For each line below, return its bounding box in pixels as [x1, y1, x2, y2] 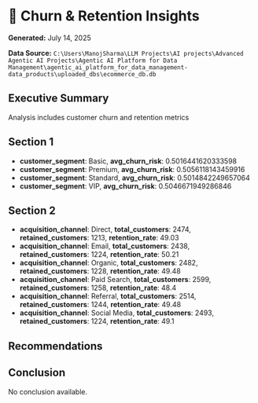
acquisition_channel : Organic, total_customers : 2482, [19, 258, 198, 268]
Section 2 [8, 203, 57, 217]
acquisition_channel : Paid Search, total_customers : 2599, [19, 275, 212, 284]
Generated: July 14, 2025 [8, 33, 92, 42]
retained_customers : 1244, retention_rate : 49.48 [19, 300, 182, 310]
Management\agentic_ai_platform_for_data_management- [8, 63, 189, 71]
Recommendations [8, 339, 103, 353]
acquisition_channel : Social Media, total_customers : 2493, [19, 308, 215, 317]
